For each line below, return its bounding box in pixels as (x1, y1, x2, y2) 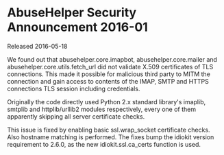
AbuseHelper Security (7, 5, 137, 21)
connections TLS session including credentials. (7, 84, 140, 93)
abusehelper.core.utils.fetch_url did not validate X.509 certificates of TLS (7, 62, 214, 71)
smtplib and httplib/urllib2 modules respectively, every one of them (7, 105, 197, 113)
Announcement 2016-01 (7, 19, 149, 35)
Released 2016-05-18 (7, 42, 68, 50)
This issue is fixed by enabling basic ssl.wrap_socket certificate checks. (7, 126, 210, 134)
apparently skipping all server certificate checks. (7, 112, 145, 121)
